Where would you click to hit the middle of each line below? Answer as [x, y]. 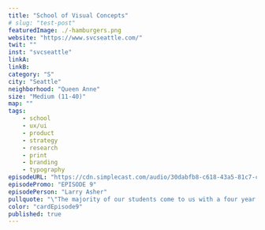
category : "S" [32, 74]
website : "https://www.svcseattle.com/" [76, 38]
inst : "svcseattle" [40, 52]
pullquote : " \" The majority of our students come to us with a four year [132, 199]
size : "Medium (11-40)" [47, 96]
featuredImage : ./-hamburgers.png [65, 30]
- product [39, 133]
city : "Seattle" [35, 81]
